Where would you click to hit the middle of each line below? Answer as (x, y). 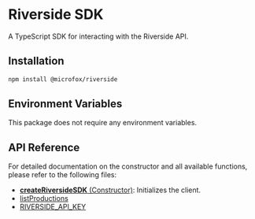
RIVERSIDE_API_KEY (53, 207)
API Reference (44, 147)
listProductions (44, 199)
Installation (36, 61)
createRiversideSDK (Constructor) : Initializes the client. (110, 190)
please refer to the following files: (62, 175)
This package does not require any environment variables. (103, 123)
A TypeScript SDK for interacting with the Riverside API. (98, 36)
